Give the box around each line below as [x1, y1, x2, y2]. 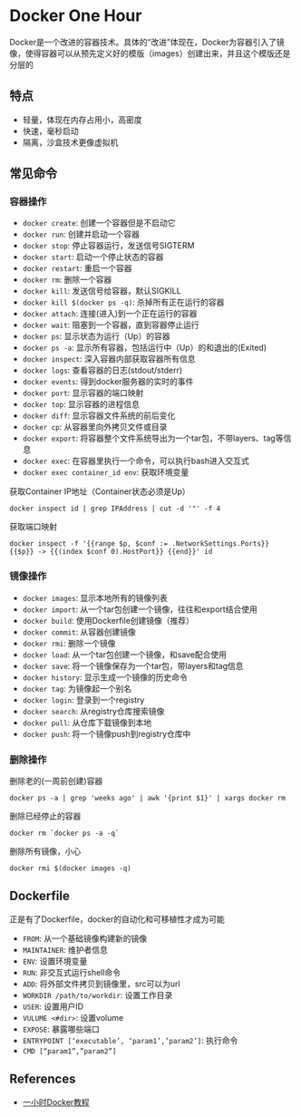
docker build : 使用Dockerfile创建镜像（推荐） [22, 615, 195, 626]
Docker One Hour [9, 5, 142, 26]
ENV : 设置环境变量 [22, 956, 88, 966]
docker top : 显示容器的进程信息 [22, 399, 141, 410]
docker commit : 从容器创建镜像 [22, 626, 136, 637]
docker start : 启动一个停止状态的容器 [22, 251, 164, 263]
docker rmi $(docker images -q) [9, 864, 131, 873]
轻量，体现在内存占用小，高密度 [22, 114, 142, 125]
